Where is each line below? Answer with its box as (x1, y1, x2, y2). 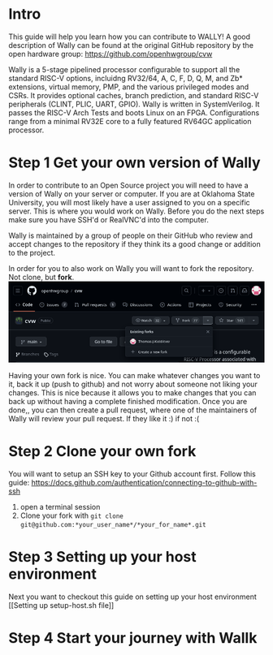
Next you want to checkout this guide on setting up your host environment (8, 592, 258, 601)
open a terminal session (19, 502, 101, 512)
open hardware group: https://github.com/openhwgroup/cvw (8, 49, 213, 58)
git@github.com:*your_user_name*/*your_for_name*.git (19, 521, 206, 529)
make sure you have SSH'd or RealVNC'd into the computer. (8, 214, 209, 224)
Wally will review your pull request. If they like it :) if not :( (8, 414, 200, 424)
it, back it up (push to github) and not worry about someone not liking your (8, 379, 258, 390)
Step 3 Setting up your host (8, 548, 197, 567)
